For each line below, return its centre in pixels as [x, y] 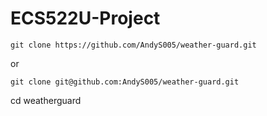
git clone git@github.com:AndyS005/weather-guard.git [125, 82]
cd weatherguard [46, 100]
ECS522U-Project [85, 18]
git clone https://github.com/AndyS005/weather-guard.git [133, 45]
